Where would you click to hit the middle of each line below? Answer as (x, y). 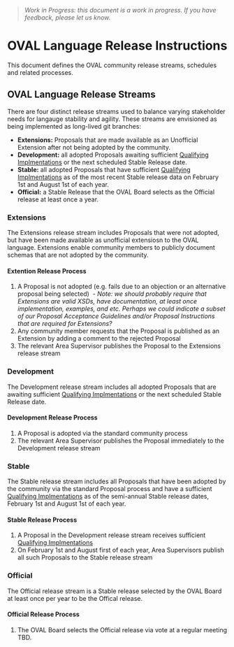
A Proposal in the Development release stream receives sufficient (111, 535)
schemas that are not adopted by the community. (78, 255)
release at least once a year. (58, 199)
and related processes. (40, 72)
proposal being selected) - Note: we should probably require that (112, 294)
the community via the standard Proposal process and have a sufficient (110, 489)
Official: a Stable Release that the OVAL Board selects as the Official (116, 192)
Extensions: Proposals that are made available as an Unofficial (108, 140)
